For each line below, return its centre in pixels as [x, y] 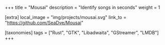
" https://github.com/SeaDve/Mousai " [44, 23]
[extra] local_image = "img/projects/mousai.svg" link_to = [66, 17]
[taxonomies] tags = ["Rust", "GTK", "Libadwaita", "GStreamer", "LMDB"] [82, 32]
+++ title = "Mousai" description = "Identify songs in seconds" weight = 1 [82, 7]
